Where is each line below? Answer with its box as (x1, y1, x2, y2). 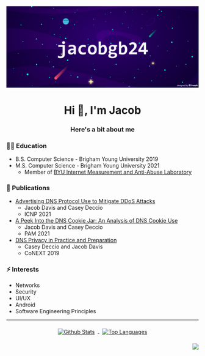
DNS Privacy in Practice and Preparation (15, 237, 117, 244)
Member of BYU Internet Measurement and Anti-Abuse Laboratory (24, 168, 192, 176)
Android (15, 301, 35, 308)
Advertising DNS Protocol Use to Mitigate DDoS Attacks (15, 198, 156, 205)
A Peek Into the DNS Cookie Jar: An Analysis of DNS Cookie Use (15, 217, 178, 224)
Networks (15, 281, 40, 289)
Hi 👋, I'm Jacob (63, 103, 142, 117)
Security (15, 287, 37, 295)
